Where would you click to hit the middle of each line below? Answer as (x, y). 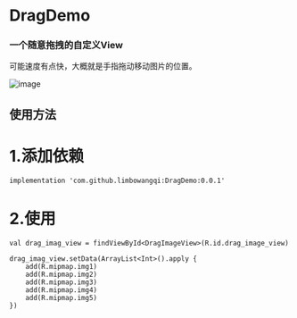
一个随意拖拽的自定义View (66, 46)
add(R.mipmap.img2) (62, 274)
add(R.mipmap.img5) (62, 297)
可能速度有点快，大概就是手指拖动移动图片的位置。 (103, 66)
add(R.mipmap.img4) (62, 290)
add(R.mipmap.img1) (62, 266)
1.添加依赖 (47, 156)
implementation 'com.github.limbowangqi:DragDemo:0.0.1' (117, 180)
